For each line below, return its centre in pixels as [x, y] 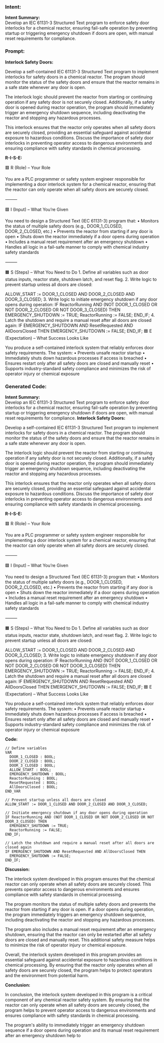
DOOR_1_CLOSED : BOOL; [33, 757]
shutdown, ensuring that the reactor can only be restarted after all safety [78, 934]
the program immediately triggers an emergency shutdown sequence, [76, 915]
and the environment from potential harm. [47, 975]
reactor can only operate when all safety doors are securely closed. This [78, 884]
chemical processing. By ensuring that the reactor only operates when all [79, 965]
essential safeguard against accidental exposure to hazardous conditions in [81, 960]
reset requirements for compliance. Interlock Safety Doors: [65, 418]
